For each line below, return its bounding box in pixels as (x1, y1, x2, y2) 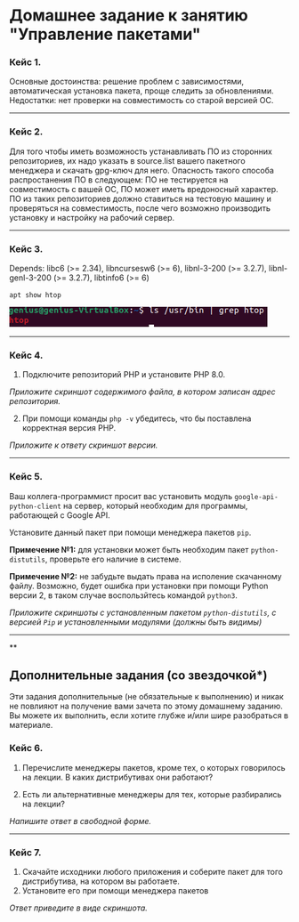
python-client (9, 502, 62, 511)
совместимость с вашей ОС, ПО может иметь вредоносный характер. (9, 183, 279, 194)
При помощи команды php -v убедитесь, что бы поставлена (21, 413, 252, 424)
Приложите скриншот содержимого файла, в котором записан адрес (9, 386, 276, 397)
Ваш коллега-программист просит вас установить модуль (9, 490, 233, 501)
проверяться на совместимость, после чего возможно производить (9, 202, 271, 214)
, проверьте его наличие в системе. (44, 554, 182, 564)
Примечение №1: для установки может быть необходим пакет (9, 544, 249, 554)
